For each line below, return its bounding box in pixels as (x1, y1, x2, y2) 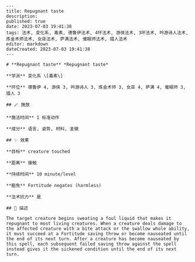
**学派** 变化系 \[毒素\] (6, 73, 63, 79)
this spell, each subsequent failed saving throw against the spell (6, 241, 177, 247)
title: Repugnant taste (6, 8, 64, 14)
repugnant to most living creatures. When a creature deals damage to (6, 220, 182, 226)
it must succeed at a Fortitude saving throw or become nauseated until (6, 231, 187, 237)
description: (6, 13, 38, 19)
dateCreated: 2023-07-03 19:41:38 (6, 46, 91, 52)
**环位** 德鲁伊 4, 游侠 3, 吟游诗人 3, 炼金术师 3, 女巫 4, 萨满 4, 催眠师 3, (6, 84, 186, 90)
